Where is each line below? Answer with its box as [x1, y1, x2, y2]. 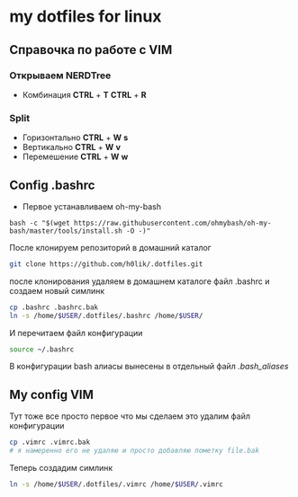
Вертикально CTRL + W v [22, 142, 122, 153]
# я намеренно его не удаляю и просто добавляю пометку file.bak [9, 447, 259, 456]
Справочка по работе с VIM [9, 42, 173, 58]
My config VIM [9, 386, 95, 402]
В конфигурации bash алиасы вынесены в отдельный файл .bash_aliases [9, 361, 289, 372]
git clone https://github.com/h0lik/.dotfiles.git [9, 259, 203, 269]
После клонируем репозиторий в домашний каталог [9, 242, 212, 253]
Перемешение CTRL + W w [22, 151, 129, 163]
